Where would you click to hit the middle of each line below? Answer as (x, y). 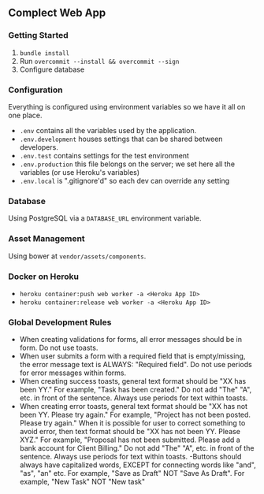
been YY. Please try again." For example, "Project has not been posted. (135, 415)
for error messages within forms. (73, 373)
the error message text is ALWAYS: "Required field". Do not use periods (136, 365)
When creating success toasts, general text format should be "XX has (133, 381)
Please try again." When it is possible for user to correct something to (132, 423)
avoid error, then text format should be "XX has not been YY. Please (130, 432)
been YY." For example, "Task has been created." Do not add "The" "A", (136, 390)
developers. (39, 147)
